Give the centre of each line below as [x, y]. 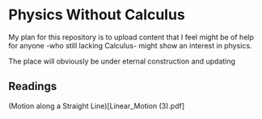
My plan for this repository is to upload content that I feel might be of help [131, 37]
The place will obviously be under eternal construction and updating [122, 61]
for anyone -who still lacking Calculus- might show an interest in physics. [130, 45]
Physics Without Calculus [97, 15]
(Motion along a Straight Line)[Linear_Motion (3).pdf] [97, 105]
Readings [33, 86]
